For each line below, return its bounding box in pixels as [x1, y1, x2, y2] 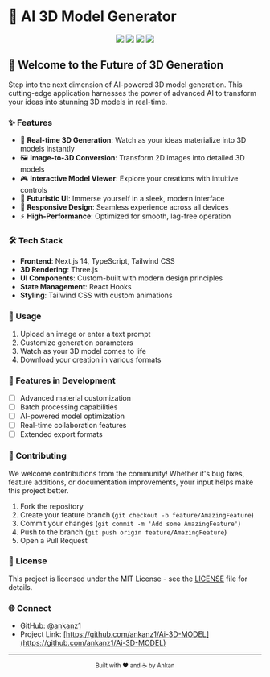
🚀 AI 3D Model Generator [8, 7, 177, 26]
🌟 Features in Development [8, 375, 117, 386]
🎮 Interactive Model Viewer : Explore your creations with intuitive [19, 173, 239, 184]
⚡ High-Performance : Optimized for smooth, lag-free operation [19, 211, 231, 221]
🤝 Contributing [8, 451, 67, 462]
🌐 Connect [8, 602, 51, 613]
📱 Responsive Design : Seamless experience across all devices [19, 202, 229, 212]
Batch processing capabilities [19, 402, 118, 412]
